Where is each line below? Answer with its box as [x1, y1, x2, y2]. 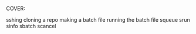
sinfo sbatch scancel [6, 23, 56, 29]
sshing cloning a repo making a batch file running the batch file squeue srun [6, 16, 190, 23]
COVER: [6, 5, 25, 12]
